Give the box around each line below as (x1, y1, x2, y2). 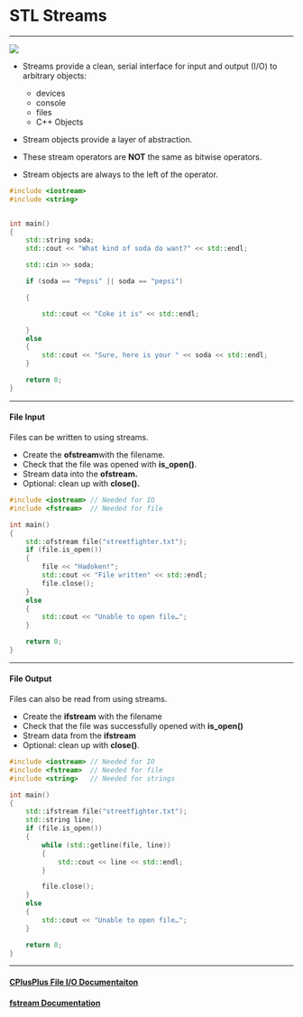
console (35, 97, 66, 108)
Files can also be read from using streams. (9, 694, 168, 705)
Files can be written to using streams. (9, 432, 149, 443)
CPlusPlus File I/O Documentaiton (9, 976, 139, 988)
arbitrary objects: (22, 69, 87, 81)
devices (35, 88, 66, 98)
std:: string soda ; (25, 236, 95, 245)
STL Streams (9, 5, 108, 26)
